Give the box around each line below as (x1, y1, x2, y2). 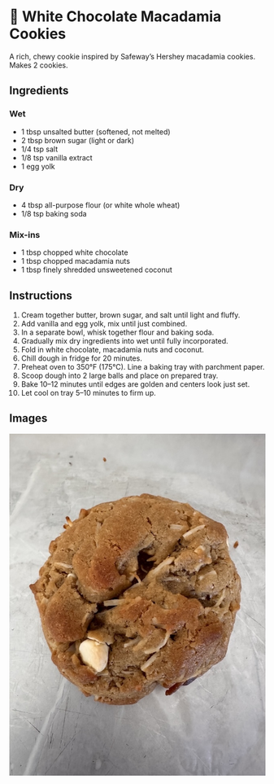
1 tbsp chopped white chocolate (20, 247, 128, 257)
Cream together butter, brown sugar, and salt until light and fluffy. (20, 310, 241, 320)
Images (9, 411, 48, 426)
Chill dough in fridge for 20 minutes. (20, 353, 143, 363)
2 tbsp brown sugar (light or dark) (20, 135, 135, 145)
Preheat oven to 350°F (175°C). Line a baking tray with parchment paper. (20, 362, 265, 372)
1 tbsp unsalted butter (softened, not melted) (20, 126, 171, 137)
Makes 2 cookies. (9, 60, 68, 70)
